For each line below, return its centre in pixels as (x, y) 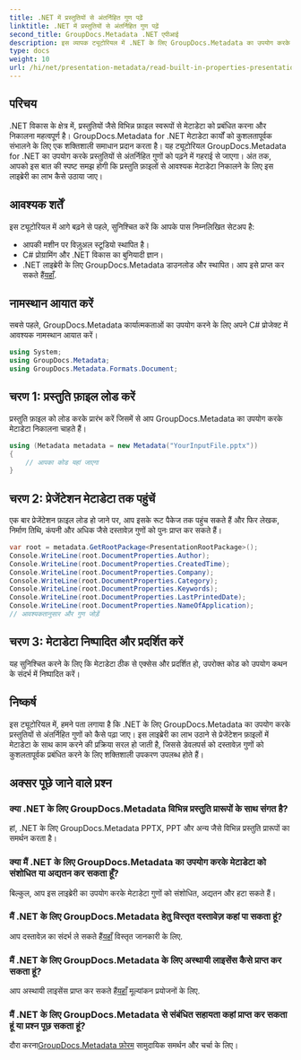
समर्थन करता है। (33, 838)
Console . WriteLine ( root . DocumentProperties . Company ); (112, 572)
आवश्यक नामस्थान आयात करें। (54, 335)
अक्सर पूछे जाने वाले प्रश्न (60, 783)
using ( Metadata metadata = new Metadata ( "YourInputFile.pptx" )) (133, 445)
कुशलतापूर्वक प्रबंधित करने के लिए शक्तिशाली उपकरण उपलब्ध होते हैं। (107, 754)
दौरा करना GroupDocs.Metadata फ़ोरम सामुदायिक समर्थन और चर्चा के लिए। (124, 1046)
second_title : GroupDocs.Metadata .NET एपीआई (94, 34)
